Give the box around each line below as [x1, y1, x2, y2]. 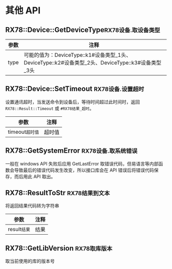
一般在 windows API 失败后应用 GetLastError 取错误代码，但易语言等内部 [5, 160, 159, 167]
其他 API [5, 5, 41, 16]
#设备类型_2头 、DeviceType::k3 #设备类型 [60, 59, 162, 66]
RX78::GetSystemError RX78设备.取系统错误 [5, 147, 138, 155]
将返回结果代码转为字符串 [5, 203, 59, 209]
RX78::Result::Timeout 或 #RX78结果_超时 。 [5, 105, 94, 111]
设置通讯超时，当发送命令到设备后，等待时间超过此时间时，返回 [5, 98, 140, 105]
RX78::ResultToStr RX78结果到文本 [5, 189, 110, 197]
